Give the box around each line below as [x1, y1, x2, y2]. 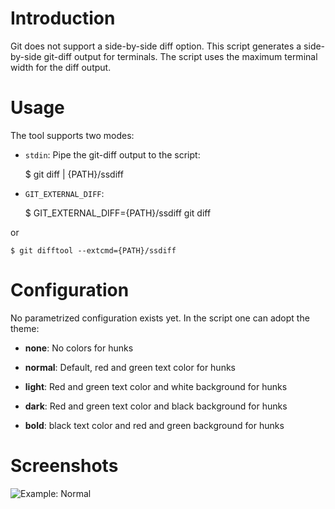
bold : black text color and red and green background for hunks [24, 419, 285, 431]
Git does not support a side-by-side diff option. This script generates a [10, 40, 302, 52]
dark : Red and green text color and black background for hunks [24, 400, 288, 412]
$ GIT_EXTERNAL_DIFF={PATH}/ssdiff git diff [24, 207, 212, 219]
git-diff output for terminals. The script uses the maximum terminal [43, 50, 318, 62]
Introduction [10, 7, 116, 30]
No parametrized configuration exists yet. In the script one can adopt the [10, 312, 310, 324]
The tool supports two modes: [10, 129, 135, 141]
